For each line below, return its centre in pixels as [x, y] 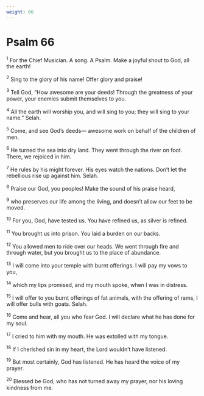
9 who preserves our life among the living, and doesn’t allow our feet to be [100, 200]
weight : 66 [20, 12]
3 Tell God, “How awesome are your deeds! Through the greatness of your [100, 91]
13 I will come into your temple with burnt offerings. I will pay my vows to [97, 265]
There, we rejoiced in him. [39, 157]
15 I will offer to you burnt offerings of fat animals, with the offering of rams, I [102, 297]
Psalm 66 [30, 42]
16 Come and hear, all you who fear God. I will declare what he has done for [100, 316]
